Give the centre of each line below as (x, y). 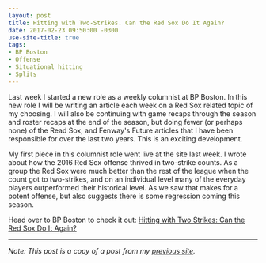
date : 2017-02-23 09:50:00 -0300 (63, 30)
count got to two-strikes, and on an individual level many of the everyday (127, 179)
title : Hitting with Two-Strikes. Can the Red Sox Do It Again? (116, 23)
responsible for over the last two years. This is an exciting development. (125, 138)
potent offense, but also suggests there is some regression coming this (124, 196)
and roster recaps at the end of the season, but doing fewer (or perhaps (125, 122)
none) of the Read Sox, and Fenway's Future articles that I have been (121, 130)
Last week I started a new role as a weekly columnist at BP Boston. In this (128, 96)
